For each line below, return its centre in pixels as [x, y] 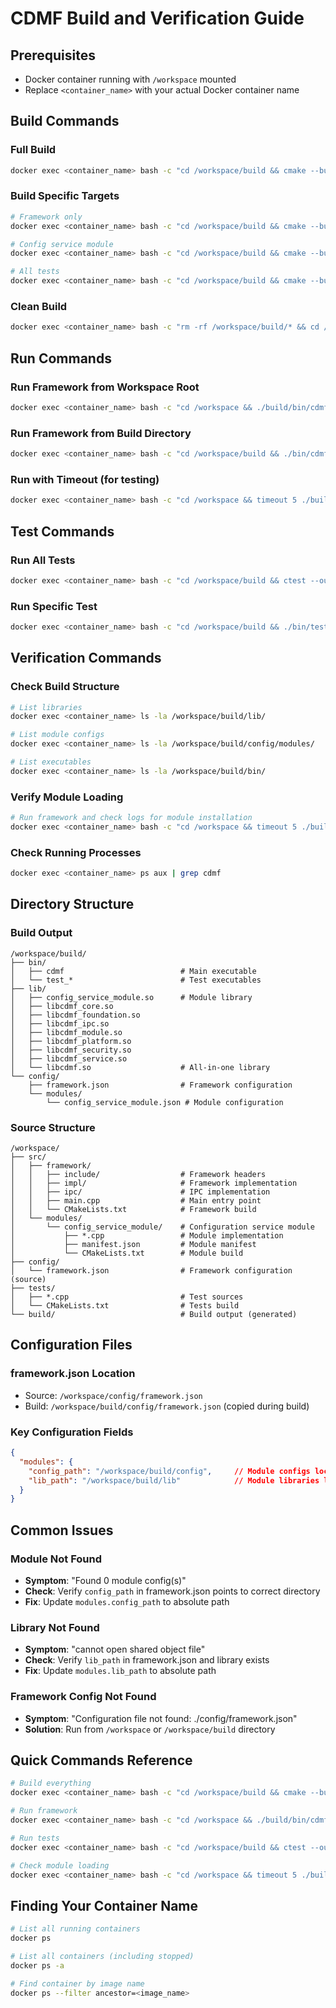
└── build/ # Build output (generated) [154, 1315]
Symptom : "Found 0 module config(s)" [105, 1580]
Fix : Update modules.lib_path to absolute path [120, 1671]
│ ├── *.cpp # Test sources [127, 1297]
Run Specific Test [54, 606]
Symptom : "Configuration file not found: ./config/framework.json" [161, 1718]
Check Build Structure [65, 687]
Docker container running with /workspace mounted [130, 79]
